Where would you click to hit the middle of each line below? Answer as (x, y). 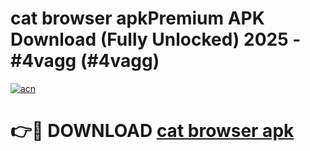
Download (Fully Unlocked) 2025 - (156, 39)
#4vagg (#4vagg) (85, 61)
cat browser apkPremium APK (137, 18)
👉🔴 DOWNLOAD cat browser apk (152, 131)
